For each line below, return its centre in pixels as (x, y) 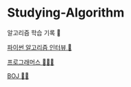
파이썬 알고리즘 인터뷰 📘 (40, 47)
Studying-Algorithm (66, 13)
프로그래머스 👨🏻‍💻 (31, 62)
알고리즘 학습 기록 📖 (34, 32)
